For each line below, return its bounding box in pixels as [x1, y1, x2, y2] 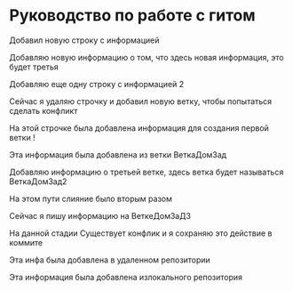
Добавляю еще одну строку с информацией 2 [9, 78, 185, 89]
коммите [9, 237, 43, 247]
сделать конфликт [9, 105, 78, 116]
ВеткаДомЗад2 [9, 175, 67, 187]
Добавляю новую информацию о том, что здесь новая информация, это [9, 52, 284, 62]
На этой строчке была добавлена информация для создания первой [9, 122, 269, 133]
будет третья [9, 61, 59, 72]
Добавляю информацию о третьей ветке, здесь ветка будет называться [9, 166, 284, 177]
